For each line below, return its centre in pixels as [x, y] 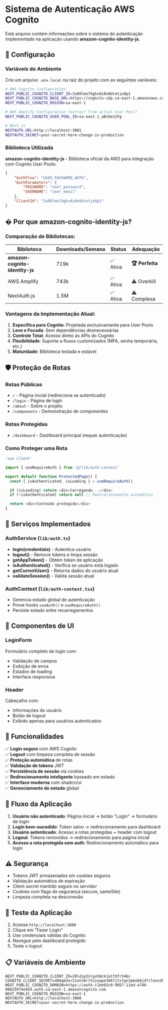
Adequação [146, 249]
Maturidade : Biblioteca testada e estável [54, 351]
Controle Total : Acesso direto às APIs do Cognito [63, 335]
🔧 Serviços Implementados [48, 524]
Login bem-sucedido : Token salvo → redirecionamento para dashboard [86, 826]
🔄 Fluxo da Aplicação [38, 804]
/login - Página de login [37, 400]
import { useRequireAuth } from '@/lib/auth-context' [62, 467]
